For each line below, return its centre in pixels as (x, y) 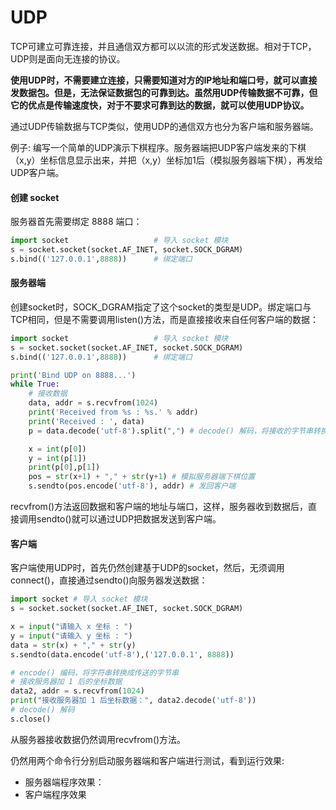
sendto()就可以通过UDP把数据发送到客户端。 (129, 519)
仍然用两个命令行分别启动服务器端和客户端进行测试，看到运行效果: (147, 760)
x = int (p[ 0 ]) (57, 449)
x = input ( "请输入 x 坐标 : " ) (71, 627)
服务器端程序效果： (64, 782)
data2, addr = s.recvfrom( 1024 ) (77, 691)
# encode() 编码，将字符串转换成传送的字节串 (94, 672)
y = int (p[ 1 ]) (57, 458)
